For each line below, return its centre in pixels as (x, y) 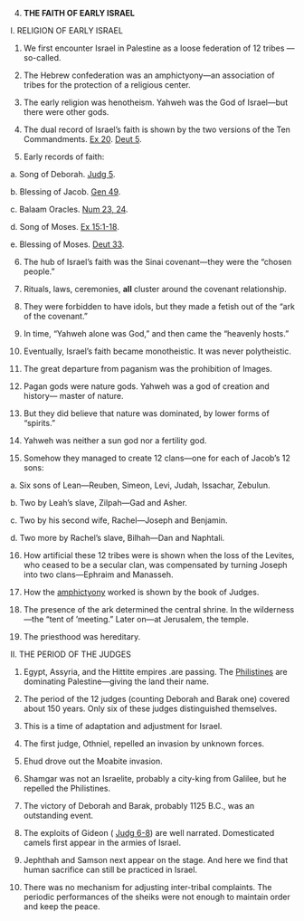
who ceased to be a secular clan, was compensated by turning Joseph (155, 565)
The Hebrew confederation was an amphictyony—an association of (149, 75)
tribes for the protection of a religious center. (107, 85)
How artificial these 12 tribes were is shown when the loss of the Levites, (159, 555)
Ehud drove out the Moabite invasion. (93, 761)
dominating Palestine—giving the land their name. (116, 681)
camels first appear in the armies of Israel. (102, 842)
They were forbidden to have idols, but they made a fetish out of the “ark (159, 306)
